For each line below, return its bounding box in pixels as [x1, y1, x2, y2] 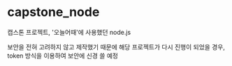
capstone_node [7, 4, 100, 20]
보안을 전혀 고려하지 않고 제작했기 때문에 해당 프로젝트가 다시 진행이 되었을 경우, [7, 42, 226, 51]
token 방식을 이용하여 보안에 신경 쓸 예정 [7, 51, 119, 60]
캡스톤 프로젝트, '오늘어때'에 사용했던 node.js [7, 28, 131, 36]
